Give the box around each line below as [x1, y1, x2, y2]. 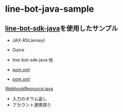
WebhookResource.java [5, 86, 53, 91]
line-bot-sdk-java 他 [12, 57, 53, 63]
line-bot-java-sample [5, 3, 94, 15]
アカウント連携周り [12, 102, 52, 108]
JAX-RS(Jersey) [12, 38, 45, 43]
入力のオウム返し [12, 96, 47, 101]
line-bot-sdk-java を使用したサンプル [5, 24, 118, 32]
